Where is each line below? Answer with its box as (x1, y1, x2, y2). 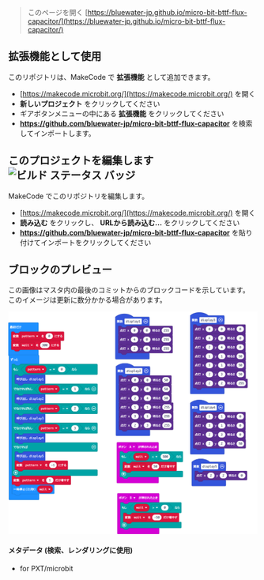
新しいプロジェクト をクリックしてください (19, 99, 160, 108)
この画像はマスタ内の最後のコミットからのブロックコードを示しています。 (8, 285, 251, 295)
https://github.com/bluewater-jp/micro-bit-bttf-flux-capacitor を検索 (19, 119, 253, 128)
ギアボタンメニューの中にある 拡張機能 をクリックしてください (19, 108, 224, 118)
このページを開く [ (27, 8, 89, 17)
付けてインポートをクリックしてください (19, 237, 152, 247)
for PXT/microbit (19, 563, 74, 573)
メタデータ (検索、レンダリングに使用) (8, 545, 133, 556)
